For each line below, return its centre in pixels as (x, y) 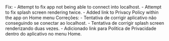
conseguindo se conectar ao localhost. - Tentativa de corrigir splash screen (85, 23)
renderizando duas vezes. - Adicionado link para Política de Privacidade (81, 28)
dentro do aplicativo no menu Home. (44, 34)
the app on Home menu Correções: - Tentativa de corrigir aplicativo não (81, 18)
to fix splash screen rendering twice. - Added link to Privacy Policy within (82, 12)
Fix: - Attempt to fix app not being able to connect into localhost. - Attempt (83, 7)
